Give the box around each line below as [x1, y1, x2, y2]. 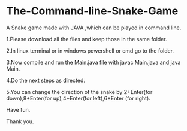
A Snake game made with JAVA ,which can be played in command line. [6, 24, 182, 31]
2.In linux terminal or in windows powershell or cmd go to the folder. [6, 47, 174, 54]
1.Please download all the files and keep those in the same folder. [6, 35, 167, 42]
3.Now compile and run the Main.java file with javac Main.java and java [6, 59, 181, 66]
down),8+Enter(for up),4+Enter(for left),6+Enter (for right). [6, 95, 151, 102]
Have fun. [6, 106, 31, 113]
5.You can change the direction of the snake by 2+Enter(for [6, 88, 153, 95]
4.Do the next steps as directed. [6, 77, 86, 84]
